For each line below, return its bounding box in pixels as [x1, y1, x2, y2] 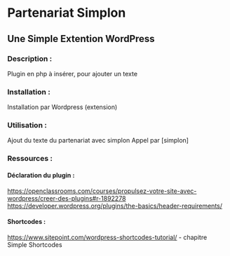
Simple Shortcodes [7, 240, 62, 249]
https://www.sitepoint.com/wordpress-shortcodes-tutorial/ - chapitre [7, 233, 208, 241]
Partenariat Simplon [7, 5, 126, 21]
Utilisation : [7, 120, 47, 130]
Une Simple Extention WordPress [7, 33, 156, 45]
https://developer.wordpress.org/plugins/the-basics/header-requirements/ [7, 201, 223, 210]
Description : [7, 54, 53, 64]
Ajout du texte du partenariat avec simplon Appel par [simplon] [7, 136, 189, 145]
